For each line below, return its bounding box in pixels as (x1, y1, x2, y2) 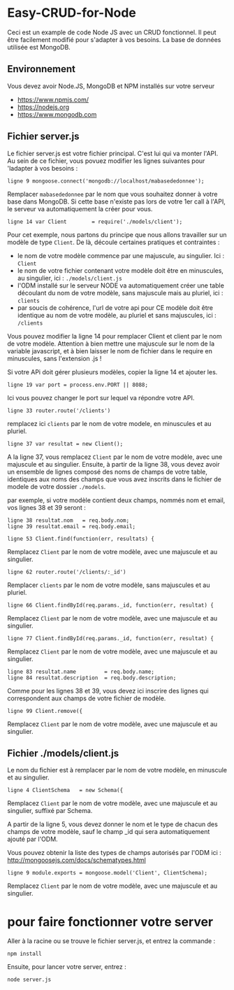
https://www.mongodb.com (17, 110, 97, 118)
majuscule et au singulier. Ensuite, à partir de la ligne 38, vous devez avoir (7, 460, 220, 468)
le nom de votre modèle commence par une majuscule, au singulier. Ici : (17, 251, 225, 260)
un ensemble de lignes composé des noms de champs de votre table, (7, 467, 208, 476)
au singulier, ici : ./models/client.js (17, 274, 122, 282)
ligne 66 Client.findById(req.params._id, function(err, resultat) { (7, 602, 214, 609)
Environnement (7, 63, 75, 75)
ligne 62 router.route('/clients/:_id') (7, 568, 127, 575)
